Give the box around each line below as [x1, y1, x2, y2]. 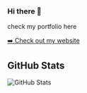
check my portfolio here [7, 23, 77, 31]
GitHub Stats [7, 59, 65, 71]
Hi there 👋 [7, 6, 42, 16]
